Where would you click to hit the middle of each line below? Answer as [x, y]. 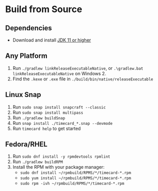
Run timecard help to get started [46, 128]
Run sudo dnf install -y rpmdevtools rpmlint [61, 156]
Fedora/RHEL [27, 144]
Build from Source [44, 9]
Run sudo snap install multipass [48, 112]
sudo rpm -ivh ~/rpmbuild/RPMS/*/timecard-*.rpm [72, 184]
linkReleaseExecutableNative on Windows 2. [59, 73]
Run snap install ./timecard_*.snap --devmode [62, 123]
